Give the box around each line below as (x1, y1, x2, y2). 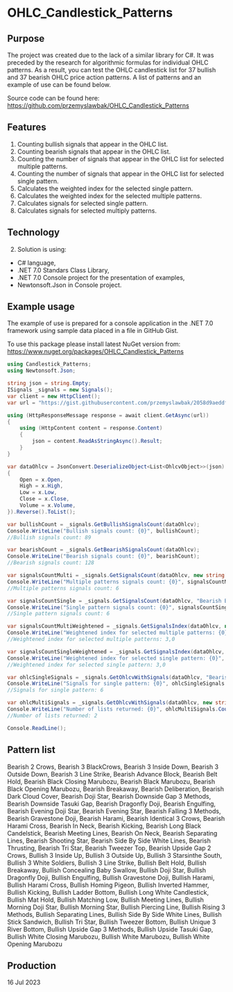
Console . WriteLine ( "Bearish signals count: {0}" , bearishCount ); (7, 553, 200, 560)
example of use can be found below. (7, 81, 111, 88)
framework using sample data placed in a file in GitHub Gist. (7, 327, 179, 335)
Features (7, 122, 46, 133)
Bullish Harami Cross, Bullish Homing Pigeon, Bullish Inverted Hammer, (7, 881, 209, 889)
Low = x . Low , (19, 489, 58, 496)
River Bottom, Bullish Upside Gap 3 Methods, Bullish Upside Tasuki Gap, (7, 925, 214, 933)
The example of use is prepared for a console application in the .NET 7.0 (7, 319, 214, 327)
